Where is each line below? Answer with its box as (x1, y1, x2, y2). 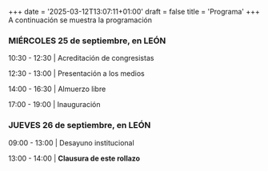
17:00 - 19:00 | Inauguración (8, 100, 101, 109)
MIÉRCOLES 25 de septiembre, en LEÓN (8, 35, 166, 46)
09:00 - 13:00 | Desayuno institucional (8, 137, 134, 147)
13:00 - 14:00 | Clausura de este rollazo (8, 153, 141, 163)
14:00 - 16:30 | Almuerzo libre (8, 84, 106, 94)
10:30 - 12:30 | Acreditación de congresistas (8, 54, 154, 63)
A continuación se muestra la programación (8, 15, 152, 25)
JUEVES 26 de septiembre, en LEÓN (8, 120, 151, 131)
